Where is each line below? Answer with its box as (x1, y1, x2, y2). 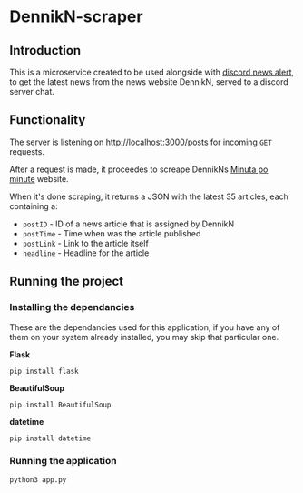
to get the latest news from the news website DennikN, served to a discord (9, 76, 288, 87)
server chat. (9, 86, 54, 96)
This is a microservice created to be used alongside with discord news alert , (9, 66, 295, 77)
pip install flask (9, 367, 79, 376)
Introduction (9, 43, 82, 58)
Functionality (9, 112, 86, 128)
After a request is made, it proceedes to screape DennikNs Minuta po (9, 164, 269, 175)
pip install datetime (9, 434, 92, 443)
